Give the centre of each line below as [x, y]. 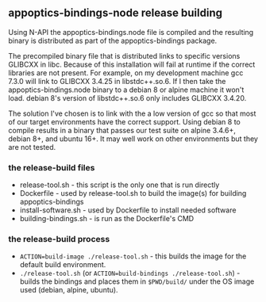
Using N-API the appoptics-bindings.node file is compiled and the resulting [131, 32]
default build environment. [63, 265]
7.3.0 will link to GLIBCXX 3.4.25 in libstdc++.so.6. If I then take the [117, 81]
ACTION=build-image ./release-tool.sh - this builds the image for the [133, 256]
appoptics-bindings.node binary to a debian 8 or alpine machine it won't [126, 90]
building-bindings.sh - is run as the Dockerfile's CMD [107, 219]
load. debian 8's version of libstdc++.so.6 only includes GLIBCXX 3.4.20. [127, 97]
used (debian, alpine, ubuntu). [69, 290]
